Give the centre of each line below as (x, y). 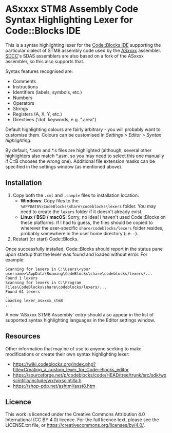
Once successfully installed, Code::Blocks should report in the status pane (84, 249)
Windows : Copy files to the (49, 200)
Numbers (23, 98)
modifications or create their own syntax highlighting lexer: (68, 354)
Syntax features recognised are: (39, 71)
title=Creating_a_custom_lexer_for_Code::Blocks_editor (71, 369)
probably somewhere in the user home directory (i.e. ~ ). (79, 233)
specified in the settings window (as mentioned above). (64, 166)
